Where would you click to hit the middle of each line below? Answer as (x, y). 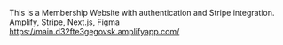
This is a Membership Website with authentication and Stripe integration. (142, 13)
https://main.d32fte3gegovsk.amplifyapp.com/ (94, 31)
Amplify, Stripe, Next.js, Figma (64, 22)
